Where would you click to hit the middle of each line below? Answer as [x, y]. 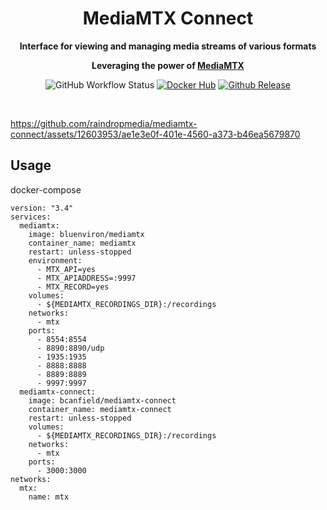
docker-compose [46, 189]
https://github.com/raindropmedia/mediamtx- [104, 123]
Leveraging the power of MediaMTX [168, 65]
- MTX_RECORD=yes [73, 287]
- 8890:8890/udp [70, 348]
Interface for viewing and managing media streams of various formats [168, 46]
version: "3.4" [42, 208]
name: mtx [49, 497]
